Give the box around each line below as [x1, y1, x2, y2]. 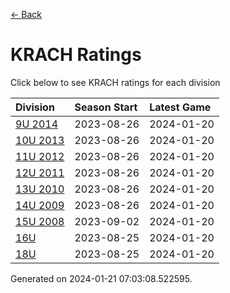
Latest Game [149, 100, 212, 114]
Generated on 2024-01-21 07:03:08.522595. [10, 272, 193, 284]
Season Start [74, 100, 138, 114]
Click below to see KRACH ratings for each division [10, 76, 221, 88]
